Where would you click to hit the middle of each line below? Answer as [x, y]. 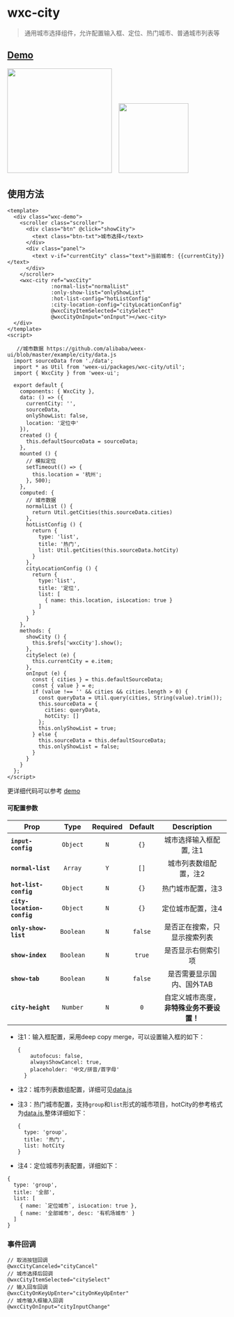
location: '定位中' [52, 423]
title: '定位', [59, 588]
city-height [31, 1007]
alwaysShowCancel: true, [66, 1062]
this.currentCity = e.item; [73, 661]
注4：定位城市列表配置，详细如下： [68, 1165]
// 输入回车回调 [28, 1287]
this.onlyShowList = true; [77, 728]
